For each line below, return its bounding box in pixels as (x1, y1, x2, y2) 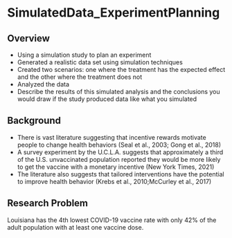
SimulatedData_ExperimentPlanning (7, 5, 220, 21)
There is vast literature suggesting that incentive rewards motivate (17, 133, 206, 141)
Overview (7, 33, 51, 44)
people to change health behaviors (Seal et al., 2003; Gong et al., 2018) (17, 140, 222, 149)
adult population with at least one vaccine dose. (7, 223, 144, 231)
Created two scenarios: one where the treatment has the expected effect (17, 66, 226, 73)
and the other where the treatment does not (17, 73, 143, 81)
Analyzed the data (17, 80, 70, 88)
